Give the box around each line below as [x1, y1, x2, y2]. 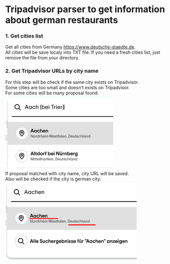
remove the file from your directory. [5, 55, 80, 61]
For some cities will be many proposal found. [5, 90, 99, 96]
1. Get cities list [5, 32, 44, 40]
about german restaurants [5, 14, 118, 26]
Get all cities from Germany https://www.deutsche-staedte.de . [5, 44, 136, 50]
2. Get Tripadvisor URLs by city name [5, 68, 99, 75]
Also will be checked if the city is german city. [5, 176, 101, 182]
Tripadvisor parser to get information [5, 4, 165, 15]
